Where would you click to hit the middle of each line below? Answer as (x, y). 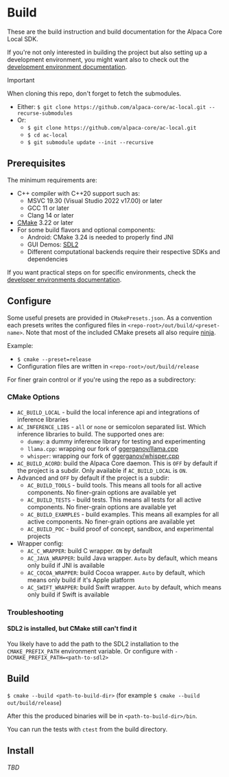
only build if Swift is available (68, 594)
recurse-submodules (45, 113)
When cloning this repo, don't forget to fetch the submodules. (94, 93)
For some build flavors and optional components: (86, 230)
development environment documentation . (67, 67)
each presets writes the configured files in (67, 325)
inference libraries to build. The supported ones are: (91, 434)
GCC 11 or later (48, 208)
